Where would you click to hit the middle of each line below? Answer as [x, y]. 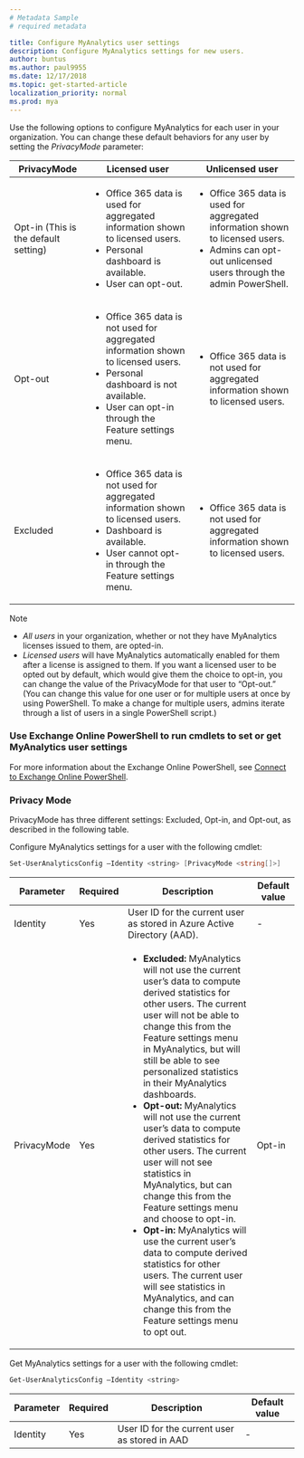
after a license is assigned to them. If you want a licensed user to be [149, 664]
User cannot [132, 553]
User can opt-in [140, 406]
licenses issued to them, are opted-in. [93, 645]
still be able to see [181, 1060]
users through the [247, 272]
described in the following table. [69, 830]
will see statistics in [185, 1286]
